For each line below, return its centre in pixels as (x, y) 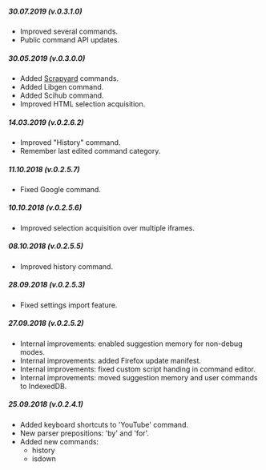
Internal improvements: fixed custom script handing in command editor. (138, 369)
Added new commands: (59, 441)
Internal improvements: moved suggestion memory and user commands (139, 377)
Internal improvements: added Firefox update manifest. (111, 360)
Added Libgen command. (62, 86)
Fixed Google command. (60, 189)
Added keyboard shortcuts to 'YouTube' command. (104, 424)
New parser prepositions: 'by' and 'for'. (85, 433)
